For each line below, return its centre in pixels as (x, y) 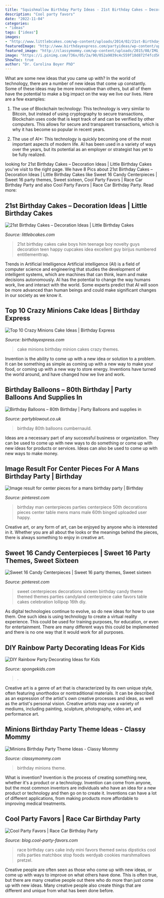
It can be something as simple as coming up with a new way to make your (79, 364)
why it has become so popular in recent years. (59, 129)
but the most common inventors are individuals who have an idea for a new (81, 788)
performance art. (22, 714)
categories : (17, 23)
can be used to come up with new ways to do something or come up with (79, 443)
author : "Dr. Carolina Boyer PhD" (40, 64)
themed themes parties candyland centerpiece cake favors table (82, 597)
